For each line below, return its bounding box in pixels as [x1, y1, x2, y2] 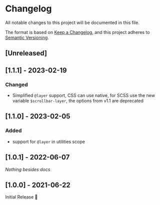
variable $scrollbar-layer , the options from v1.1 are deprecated [12, 98, 144, 104]
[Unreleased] [5, 49, 47, 57]
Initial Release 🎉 [5, 194, 38, 200]
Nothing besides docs [5, 166, 50, 172]
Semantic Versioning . [5, 34, 49, 40]
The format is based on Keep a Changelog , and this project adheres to [5, 29, 150, 35]
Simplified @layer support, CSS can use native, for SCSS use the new [12, 92, 155, 98]
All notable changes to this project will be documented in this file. [5, 19, 140, 25]
